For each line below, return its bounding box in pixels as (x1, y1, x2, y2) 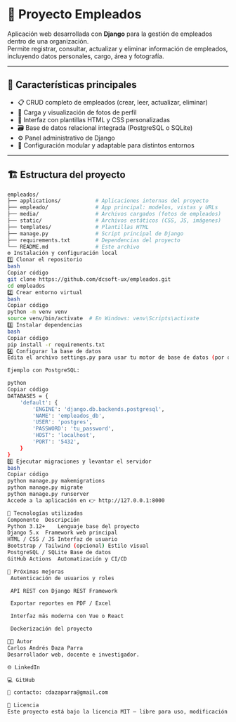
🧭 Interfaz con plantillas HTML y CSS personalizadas (17, 115, 171, 124)
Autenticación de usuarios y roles (10, 575, 114, 582)
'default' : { (20, 399, 58, 406)
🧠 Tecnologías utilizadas (7, 509, 83, 517)
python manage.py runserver (7, 491, 90, 498)
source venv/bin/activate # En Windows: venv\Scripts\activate (7, 315, 199, 322)
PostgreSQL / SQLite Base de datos (7, 549, 112, 556)
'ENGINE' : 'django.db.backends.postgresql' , (32, 405, 165, 413)
